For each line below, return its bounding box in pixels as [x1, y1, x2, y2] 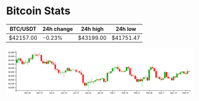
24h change [42, 26, 73, 33]
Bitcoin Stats [6, 4, 71, 18]
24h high [80, 26, 104, 33]
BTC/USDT [10, 26, 37, 33]
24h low [115, 26, 136, 33]
